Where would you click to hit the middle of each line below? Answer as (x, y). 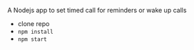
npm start (32, 39)
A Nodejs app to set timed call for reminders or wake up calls (97, 10)
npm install (35, 32)
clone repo (34, 24)
